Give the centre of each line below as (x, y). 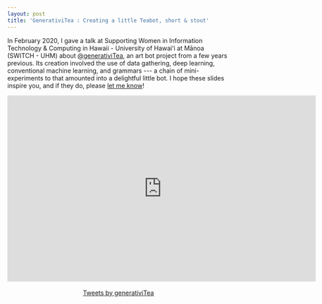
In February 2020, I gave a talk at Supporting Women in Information (105, 40)
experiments (25, 78)
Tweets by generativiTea (118, 293)
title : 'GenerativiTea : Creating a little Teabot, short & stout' (109, 20)
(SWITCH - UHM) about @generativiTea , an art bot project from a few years (117, 55)
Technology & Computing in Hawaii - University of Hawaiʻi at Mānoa (106, 48)
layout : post (26, 14)
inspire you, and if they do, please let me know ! (76, 85)
